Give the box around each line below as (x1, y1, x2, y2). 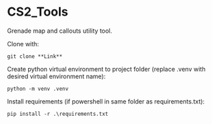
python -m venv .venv (7, 85, 69, 92)
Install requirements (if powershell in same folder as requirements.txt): (7, 97, 205, 106)
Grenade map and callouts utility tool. (7, 27, 113, 35)
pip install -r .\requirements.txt (7, 110, 109, 117)
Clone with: (7, 40, 40, 48)
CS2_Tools (7, 4, 68, 20)
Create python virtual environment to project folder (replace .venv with (7, 65, 206, 73)
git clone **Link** (7, 52, 63, 60)
